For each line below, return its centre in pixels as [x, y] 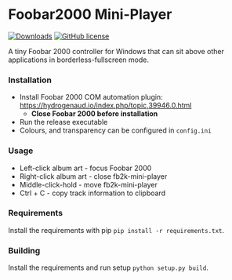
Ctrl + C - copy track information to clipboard [92, 193]
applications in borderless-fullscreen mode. [78, 60]
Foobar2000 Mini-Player [90, 15]
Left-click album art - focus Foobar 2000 [85, 168]
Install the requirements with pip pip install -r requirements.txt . [116, 230]
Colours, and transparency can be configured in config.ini [115, 130]
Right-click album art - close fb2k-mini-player [93, 176]
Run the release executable [63, 122]
